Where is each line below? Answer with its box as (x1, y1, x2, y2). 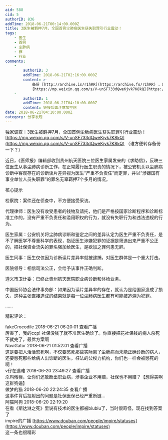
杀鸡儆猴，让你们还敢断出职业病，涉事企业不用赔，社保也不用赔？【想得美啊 (5, 374, 163, 380)
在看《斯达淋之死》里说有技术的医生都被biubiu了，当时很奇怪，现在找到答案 (5, 405, 162, 411)
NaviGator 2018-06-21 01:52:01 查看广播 (5, 342, 88, 348)
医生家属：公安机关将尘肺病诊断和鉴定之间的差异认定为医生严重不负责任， (5, 231, 158, 237)
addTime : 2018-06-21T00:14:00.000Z (5, 21, 79, 27)
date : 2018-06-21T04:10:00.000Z (5, 110, 72, 115)
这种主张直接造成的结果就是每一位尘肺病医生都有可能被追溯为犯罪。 (13, 293, 154, 299)
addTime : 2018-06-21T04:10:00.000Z (23, 101, 97, 106)
